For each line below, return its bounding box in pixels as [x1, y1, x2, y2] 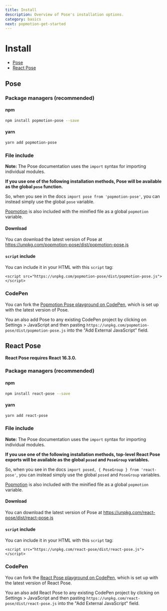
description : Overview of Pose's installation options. [5, 12, 124, 17]
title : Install [5, 7, 37, 13]
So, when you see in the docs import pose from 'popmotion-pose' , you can [5, 193, 160, 199]
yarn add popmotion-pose [5, 140, 57, 145]
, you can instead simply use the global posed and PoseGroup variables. [16, 472, 161, 478]
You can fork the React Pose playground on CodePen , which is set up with [5, 574, 158, 580]
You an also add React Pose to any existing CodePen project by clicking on [5, 589, 159, 595]
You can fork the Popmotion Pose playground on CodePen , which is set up [5, 301, 159, 308]
